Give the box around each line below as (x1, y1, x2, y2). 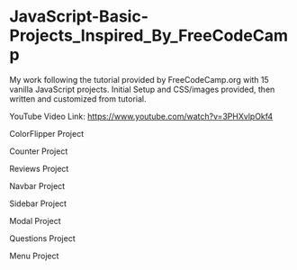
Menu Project (9, 250, 59, 261)
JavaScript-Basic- (9, 6, 148, 27)
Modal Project (9, 215, 61, 226)
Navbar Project (9, 180, 66, 191)
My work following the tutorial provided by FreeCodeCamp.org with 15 (9, 74, 270, 85)
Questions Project (9, 232, 76, 244)
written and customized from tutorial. (9, 93, 147, 104)
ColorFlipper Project (9, 128, 84, 139)
